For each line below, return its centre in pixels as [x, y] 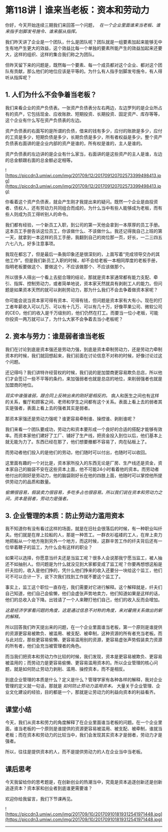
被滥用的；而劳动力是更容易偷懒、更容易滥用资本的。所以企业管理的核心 [79, 663]
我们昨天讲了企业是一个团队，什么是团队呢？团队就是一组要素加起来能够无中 [84, 42]
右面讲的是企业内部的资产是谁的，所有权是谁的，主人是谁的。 [82, 143]
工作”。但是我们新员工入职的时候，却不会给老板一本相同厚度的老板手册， [85, 260]
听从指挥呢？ [18, 77]
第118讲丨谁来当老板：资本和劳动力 [77, 10]
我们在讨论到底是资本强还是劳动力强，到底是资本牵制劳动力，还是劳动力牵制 [84, 349]
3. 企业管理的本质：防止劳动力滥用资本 [65, 516]
